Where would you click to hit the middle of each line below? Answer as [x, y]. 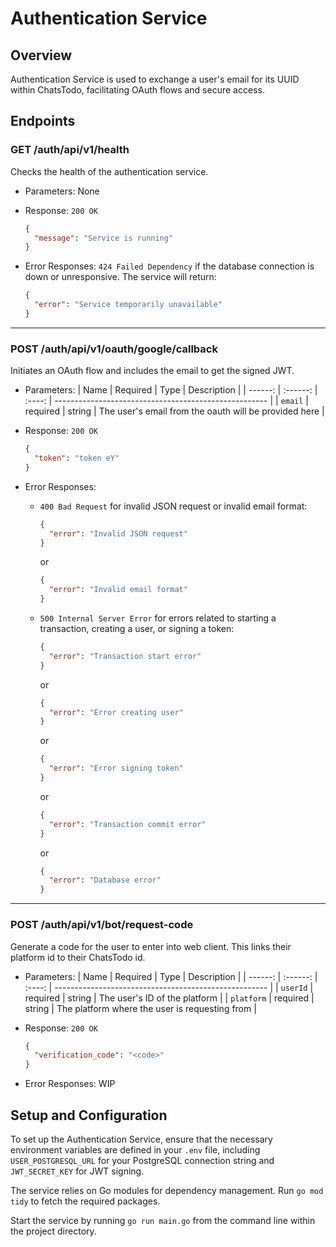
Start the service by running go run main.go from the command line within [163, 1220]
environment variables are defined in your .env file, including [135, 1149]
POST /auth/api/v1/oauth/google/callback [114, 349]
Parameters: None [62, 191]
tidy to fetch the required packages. [85, 1201]
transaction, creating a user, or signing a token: [137, 629]
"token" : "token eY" [77, 458]
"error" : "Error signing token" [116, 768]
